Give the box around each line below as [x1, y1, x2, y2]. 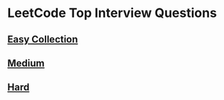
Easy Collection [7, 33, 78, 45]
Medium [7, 57, 45, 69]
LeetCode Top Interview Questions [7, 5, 217, 21]
